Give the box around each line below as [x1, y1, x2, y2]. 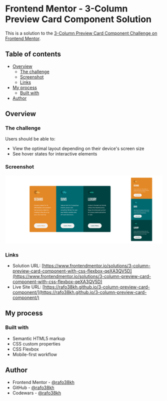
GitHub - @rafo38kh [12, 384, 54, 390]
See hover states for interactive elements [12, 151, 97, 157]
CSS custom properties [12, 340, 61, 346]
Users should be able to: [5, 136, 56, 142]
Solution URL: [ [12, 263, 43, 269]
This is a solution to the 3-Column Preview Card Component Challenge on [5, 30, 157, 36]
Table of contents [5, 50, 61, 58]
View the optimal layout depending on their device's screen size [12, 145, 144, 151]
